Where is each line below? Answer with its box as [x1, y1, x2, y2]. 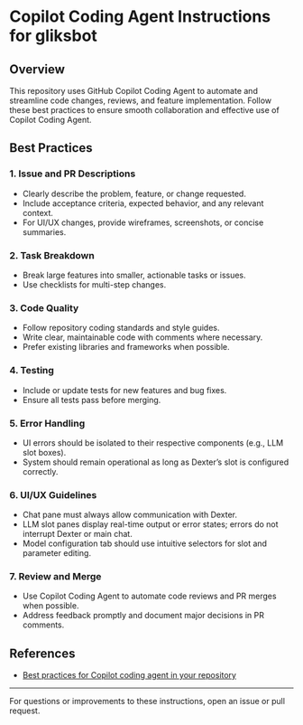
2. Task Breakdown [9, 249, 95, 261]
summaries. [22, 226, 67, 237]
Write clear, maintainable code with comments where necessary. [22, 332, 263, 343]
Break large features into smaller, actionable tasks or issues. [22, 269, 246, 280]
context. [22, 207, 54, 218]
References [9, 645, 76, 661]
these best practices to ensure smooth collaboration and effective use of [9, 105, 280, 115]
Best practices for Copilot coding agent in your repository [22, 670, 237, 681]
